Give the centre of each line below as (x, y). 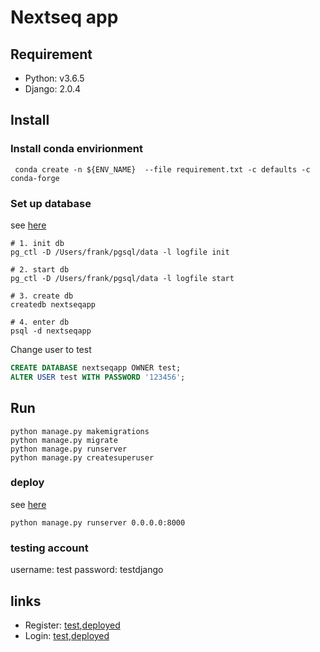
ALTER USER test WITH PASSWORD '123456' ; (98, 377)
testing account (49, 548)
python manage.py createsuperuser (82, 457)
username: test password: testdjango (87, 570)
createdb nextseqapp (53, 304)
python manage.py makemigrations (80, 431)
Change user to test (51, 349)
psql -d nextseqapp (51, 331)
